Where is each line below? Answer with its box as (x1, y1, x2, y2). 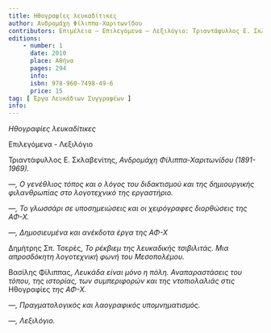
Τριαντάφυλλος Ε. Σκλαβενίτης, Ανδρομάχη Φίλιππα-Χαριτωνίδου (8, 155, 234, 165)
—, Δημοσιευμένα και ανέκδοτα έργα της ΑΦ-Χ (8, 227, 168, 238)
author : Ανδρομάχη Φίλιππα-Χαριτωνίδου (8, 19, 143, 27)
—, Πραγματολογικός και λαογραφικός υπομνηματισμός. (8, 300, 201, 310)
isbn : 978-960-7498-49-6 (29, 79, 114, 87)
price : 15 (29, 86, 63, 95)
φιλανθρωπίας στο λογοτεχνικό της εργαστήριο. (8, 188, 173, 198)
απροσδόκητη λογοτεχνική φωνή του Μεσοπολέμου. (8, 252, 185, 262)
